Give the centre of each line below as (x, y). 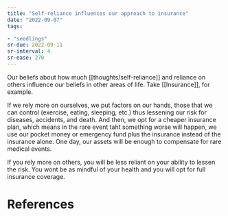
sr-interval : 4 (29, 51)
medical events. (30, 149)
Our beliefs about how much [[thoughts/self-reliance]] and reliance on (106, 77)
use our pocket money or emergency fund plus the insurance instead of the (114, 134)
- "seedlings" (27, 38)
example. (20, 92)
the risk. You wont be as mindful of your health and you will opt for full (106, 169)
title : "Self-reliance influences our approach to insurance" (98, 13)
